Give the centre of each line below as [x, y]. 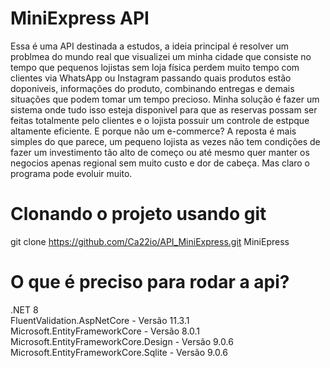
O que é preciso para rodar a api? [150, 282]
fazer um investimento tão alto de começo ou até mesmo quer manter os [160, 152]
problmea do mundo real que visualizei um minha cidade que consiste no [161, 56]
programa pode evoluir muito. [71, 173]
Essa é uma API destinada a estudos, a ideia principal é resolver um [149, 46]
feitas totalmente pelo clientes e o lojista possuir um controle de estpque [160, 120]
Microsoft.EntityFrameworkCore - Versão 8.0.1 [105, 331]
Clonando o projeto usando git [138, 214]
